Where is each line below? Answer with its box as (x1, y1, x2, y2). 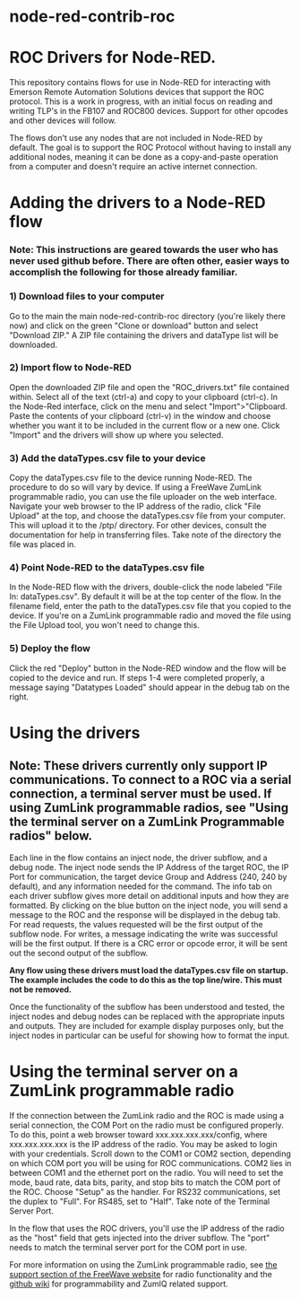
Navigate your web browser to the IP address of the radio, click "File (9, 501, 261, 512)
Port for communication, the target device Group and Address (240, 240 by (9, 871, 287, 882)
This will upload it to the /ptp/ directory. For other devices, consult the (9, 520, 267, 531)
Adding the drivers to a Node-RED (9, 193, 266, 213)
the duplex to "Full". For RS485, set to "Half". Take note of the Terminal (9, 1196, 270, 1207)
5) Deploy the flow (9, 642, 91, 655)
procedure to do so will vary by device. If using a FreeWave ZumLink (9, 482, 262, 492)
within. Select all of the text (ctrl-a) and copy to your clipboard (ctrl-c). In (9, 391, 279, 402)
